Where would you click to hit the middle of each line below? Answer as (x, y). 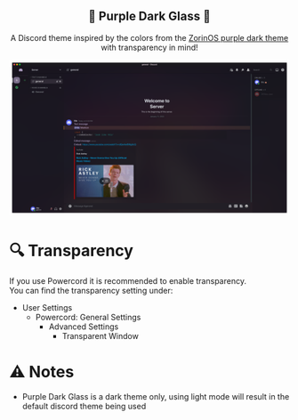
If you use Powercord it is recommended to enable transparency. (128, 281)
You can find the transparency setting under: (91, 291)
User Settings (47, 308)
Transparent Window (101, 336)
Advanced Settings (84, 327)
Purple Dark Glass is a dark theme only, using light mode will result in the (156, 397)
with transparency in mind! (149, 47)
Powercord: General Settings (88, 318)
